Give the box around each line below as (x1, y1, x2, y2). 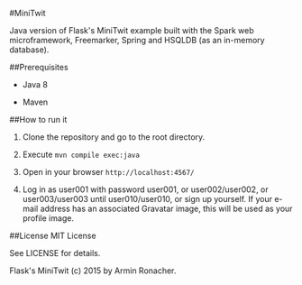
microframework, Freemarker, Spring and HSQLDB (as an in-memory (9, 35, 265, 45)
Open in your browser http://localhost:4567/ (22, 167, 195, 177)
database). (9, 44, 50, 55)
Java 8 (22, 79, 48, 89)
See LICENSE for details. (9, 248, 101, 258)
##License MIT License (9, 230, 96, 241)
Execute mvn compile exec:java (22, 149, 140, 160)
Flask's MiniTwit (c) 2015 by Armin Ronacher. (9, 265, 177, 276)
